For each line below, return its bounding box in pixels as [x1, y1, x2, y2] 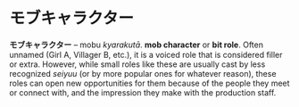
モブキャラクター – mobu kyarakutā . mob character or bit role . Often [9, 39, 263, 50]
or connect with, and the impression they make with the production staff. [9, 86, 277, 98]
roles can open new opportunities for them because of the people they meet [9, 78, 290, 88]
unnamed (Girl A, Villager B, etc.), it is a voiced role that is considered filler [9, 49, 283, 60]
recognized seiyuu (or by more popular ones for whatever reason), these [9, 68, 277, 78]
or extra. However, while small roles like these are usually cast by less [9, 59, 266, 70]
